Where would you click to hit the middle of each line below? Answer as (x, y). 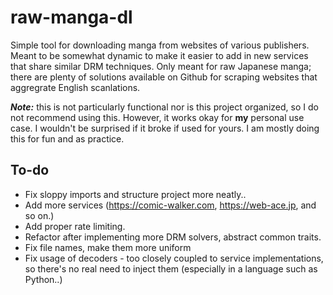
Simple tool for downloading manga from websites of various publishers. (160, 45)
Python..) (43, 279)
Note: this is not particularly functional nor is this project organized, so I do (164, 107)
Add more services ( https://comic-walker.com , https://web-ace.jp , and (170, 205)
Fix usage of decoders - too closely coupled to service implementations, (174, 258)
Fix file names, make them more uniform (108, 247)
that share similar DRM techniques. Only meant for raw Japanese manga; (161, 66)
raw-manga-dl (71, 17)
